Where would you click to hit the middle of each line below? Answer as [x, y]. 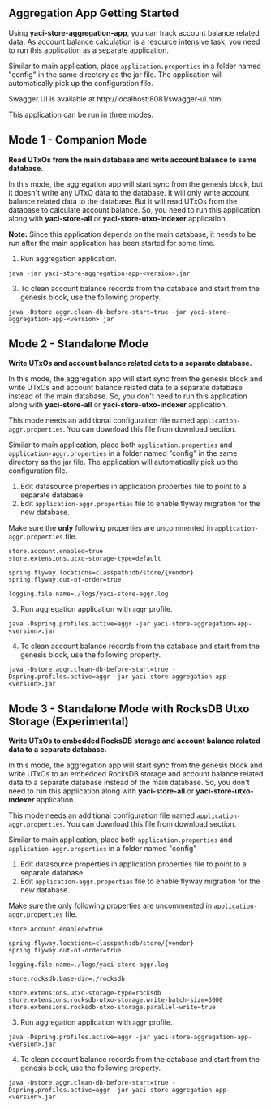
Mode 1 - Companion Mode [78, 140]
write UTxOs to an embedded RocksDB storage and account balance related [136, 774]
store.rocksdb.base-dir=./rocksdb [67, 979]
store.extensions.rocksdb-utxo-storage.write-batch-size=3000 [116, 1000]
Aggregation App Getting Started [94, 13]
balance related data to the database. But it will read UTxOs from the [123, 201]
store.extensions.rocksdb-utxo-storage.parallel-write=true [112, 1008]
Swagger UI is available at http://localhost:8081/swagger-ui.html [116, 99]
